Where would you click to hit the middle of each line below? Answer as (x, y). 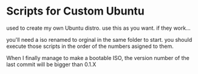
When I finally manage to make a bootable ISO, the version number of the (98, 58)
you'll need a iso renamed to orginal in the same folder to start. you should (99, 39)
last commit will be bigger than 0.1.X (51, 64)
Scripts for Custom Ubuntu (75, 11)
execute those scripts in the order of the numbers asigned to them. (90, 46)
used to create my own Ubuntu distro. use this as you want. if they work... (99, 28)
